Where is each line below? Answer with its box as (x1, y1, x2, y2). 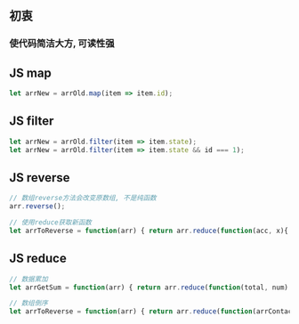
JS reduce (9, 251, 67, 266)
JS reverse (9, 170, 70, 185)
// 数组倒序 (9, 299, 49, 308)
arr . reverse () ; (9, 202, 66, 211)
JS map (9, 65, 52, 80)
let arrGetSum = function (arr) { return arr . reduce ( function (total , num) (9, 283, 289, 292)
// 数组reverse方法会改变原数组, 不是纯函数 (9, 194, 158, 203)
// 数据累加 (9, 274, 49, 283)
